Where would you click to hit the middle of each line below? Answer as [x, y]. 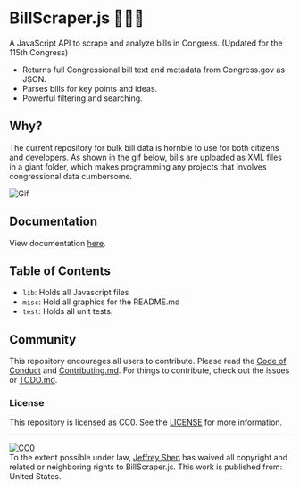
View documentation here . [58, 243]
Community [43, 340]
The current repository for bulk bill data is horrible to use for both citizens [144, 147]
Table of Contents [60, 271]
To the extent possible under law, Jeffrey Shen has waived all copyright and [149, 458]
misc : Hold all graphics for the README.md [101, 302]
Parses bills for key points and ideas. [90, 88]
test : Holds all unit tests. [67, 311]
